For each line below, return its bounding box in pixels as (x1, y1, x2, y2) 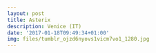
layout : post (7, 10, 45, 17)
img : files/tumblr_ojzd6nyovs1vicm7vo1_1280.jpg (7, 36, 150, 43)
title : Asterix (7, 17, 51, 23)
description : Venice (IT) (7, 23, 81, 30)
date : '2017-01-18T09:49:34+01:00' (7, 29, 110, 36)
